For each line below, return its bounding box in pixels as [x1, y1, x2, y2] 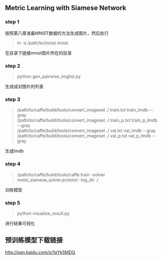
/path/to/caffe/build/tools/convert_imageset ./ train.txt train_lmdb [17, 107, 148, 113]
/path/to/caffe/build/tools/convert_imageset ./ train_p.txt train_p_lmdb [17, 117, 158, 123]
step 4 [5, 161, 20, 167]
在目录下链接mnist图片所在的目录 [5, 50, 72, 56]
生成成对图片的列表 [5, 83, 44, 89]
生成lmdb [5, 148, 24, 154]
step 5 [5, 199, 20, 206]
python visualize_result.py [17, 210, 70, 216]
